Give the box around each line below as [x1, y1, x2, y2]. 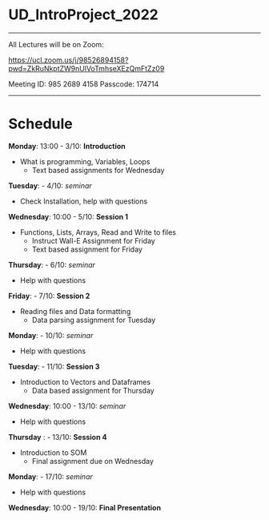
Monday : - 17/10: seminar [8, 471, 94, 482]
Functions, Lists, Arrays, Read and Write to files [19, 227, 177, 237]
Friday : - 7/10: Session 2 [8, 291, 90, 300]
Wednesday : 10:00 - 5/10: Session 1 [8, 212, 129, 221]
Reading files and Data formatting [19, 306, 131, 316]
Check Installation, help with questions [19, 196, 148, 206]
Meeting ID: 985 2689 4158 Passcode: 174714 [8, 79, 159, 89]
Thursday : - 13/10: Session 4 [8, 432, 107, 441]
